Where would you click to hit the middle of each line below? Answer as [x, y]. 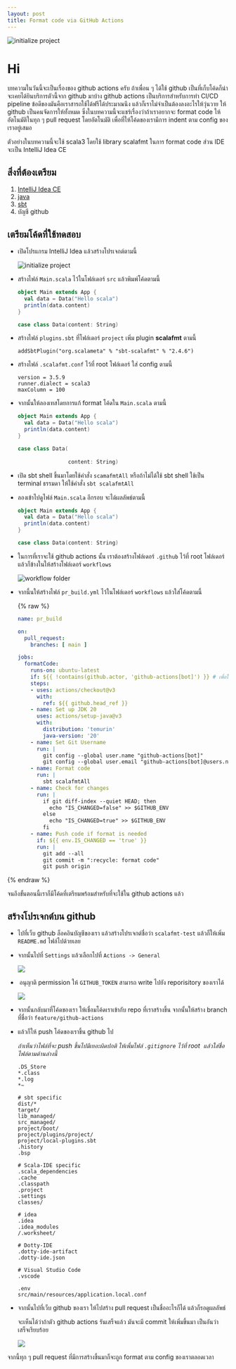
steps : [40, 683]
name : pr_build [40, 619]
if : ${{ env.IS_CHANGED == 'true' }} [92, 840]
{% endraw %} [29, 880]
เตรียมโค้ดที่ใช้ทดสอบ [44, 234]
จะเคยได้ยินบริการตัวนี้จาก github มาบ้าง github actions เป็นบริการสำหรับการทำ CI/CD [113, 96]
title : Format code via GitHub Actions [66, 20]
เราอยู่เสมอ [20, 128]
